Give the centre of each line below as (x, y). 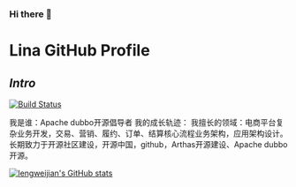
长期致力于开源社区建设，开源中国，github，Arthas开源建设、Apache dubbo (148, 144)
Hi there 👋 (31, 14)
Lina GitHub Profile (80, 51)
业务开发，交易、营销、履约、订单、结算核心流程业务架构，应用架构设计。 (152, 133)
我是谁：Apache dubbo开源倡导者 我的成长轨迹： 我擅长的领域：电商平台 (143, 122)
